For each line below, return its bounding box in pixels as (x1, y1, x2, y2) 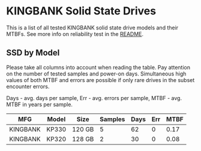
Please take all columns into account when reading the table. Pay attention (6, 64, 191, 71)
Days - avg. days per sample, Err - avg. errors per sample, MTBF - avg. (6, 94, 182, 101)
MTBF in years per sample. (6, 101, 73, 108)
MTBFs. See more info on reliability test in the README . (6, 30, 144, 37)
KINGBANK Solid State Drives (6, 4, 157, 18)
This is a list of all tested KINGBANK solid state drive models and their (6, 24, 179, 31)
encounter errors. (6, 83, 50, 90)
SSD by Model (6, 48, 60, 58)
